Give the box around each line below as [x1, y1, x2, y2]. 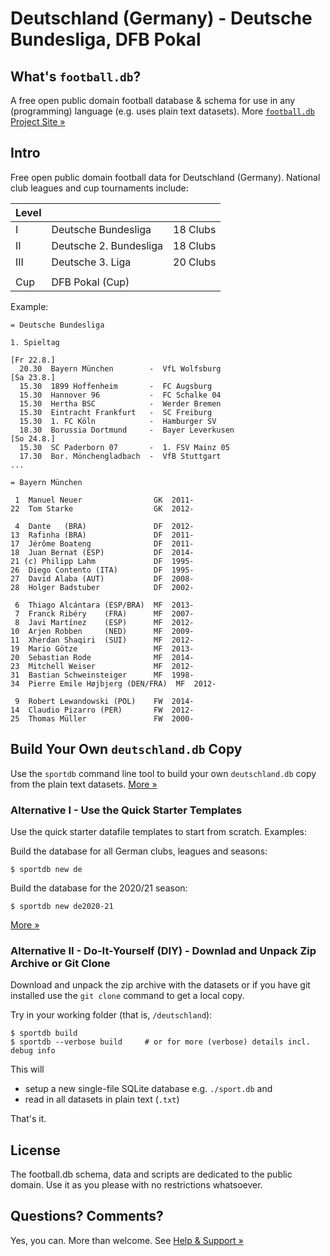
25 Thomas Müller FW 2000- [10, 713, 195, 724]
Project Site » [10, 116, 66, 127]
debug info [10, 1046, 56, 1056]
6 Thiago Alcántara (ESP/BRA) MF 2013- [14, 600, 195, 610]
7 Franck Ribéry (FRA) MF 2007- [14, 608, 195, 619]
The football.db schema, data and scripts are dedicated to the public [10, 1168, 293, 1181]
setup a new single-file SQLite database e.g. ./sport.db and [24, 1083, 273, 1095]
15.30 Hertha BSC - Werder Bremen [19, 398, 222, 409]
